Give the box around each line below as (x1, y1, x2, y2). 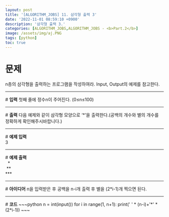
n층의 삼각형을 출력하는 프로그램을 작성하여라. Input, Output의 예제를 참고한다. (5, 81, 160, 87)
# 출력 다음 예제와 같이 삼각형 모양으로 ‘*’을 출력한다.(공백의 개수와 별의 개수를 (5, 112, 159, 118)
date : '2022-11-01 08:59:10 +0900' (5, 17, 80, 22)
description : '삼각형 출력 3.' (5, 21, 65, 27)
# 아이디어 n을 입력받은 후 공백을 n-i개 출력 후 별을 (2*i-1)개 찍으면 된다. (5, 186, 147, 192)
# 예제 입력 (5, 133, 27, 139)
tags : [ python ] (5, 36, 37, 41)
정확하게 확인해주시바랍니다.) (5, 118, 62, 124)
